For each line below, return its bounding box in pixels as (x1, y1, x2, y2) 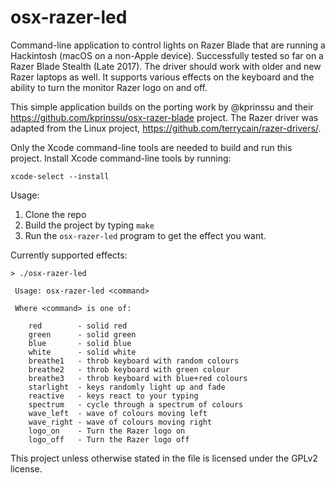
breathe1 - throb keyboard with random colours (28, 356, 240, 366)
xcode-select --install (10, 171, 110, 181)
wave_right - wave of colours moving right (28, 417, 213, 427)
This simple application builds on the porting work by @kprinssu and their (10, 101, 314, 113)
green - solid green (28, 329, 137, 340)
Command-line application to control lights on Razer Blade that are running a (10, 39, 326, 51)
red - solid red (28, 321, 128, 331)
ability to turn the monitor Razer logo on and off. (10, 81, 208, 93)
